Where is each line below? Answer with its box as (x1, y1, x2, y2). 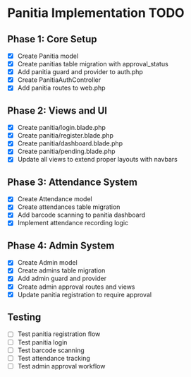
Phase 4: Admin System (7, 239, 115, 251)
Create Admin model (17, 258, 78, 267)
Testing (7, 311, 42, 323)
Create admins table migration (17, 266, 106, 275)
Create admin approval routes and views (17, 282, 135, 291)
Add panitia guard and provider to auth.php (17, 68, 143, 76)
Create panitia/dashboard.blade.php (17, 139, 123, 148)
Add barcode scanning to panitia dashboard (17, 210, 146, 220)
